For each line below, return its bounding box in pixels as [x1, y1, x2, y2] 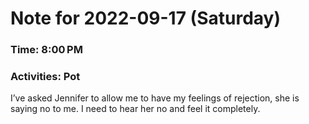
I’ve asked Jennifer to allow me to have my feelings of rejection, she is [10, 92, 300, 104]
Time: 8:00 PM [10, 43, 83, 57]
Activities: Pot [10, 70, 81, 84]
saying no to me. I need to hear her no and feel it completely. [10, 103, 261, 115]
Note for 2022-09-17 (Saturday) [10, 7, 281, 30]
